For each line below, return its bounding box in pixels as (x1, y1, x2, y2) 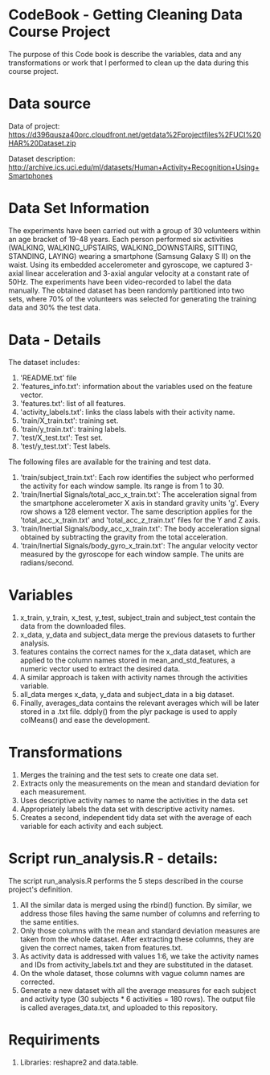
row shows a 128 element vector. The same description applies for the (19, 507, 253, 516)
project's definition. (8, 884, 73, 894)
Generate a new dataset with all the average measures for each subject (19, 985, 257, 995)
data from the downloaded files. (19, 621, 126, 630)
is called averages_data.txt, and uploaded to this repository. (19, 1003, 219, 1012)
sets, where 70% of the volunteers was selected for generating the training (8, 293, 257, 303)
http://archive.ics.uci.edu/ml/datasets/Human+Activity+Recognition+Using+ (8, 162, 260, 172)
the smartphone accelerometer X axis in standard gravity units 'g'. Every (19, 498, 260, 507)
